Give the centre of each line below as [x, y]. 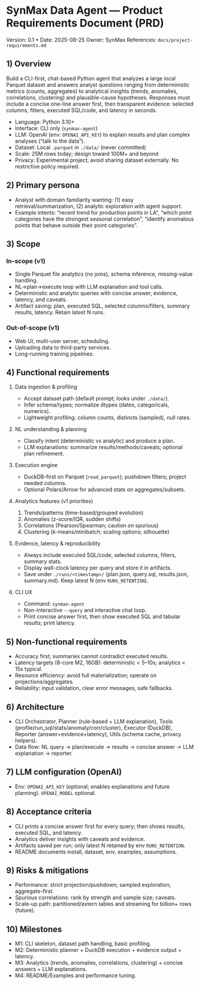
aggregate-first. [34, 891]
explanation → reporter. [44, 753]
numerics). [37, 411]
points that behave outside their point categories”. [76, 225]
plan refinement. [44, 454]
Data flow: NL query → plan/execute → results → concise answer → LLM [104, 746]
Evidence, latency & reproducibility [58, 544]
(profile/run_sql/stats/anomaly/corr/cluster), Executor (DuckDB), [94, 728]
